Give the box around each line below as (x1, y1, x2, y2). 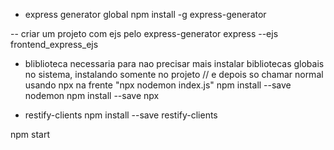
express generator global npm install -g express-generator (24, 9, 267, 20)
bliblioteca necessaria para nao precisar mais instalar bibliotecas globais (24, 58, 325, 69)
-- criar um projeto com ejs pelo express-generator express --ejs (10, 28, 279, 39)
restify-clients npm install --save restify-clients (24, 109, 218, 121)
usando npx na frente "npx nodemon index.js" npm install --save (24, 79, 292, 91)
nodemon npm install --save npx (24, 90, 160, 101)
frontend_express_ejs (10, 39, 99, 50)
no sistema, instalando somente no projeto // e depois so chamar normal (24, 69, 324, 80)
